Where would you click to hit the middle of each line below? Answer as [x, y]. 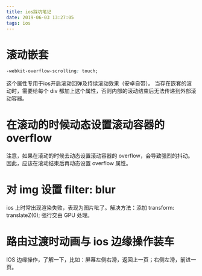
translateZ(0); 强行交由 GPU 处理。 [49, 215]
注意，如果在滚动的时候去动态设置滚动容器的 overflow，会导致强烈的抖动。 [100, 156]
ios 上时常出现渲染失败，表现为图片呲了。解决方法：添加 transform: [90, 208]
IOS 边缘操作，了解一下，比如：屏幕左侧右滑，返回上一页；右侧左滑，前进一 [101, 259]
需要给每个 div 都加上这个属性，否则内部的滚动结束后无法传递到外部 [106, 91]
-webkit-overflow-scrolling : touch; [52, 71]
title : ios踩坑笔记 [29, 12]
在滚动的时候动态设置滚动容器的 [86, 125]
